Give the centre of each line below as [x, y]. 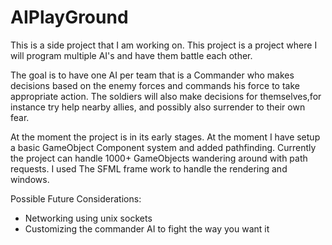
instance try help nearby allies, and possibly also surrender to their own [158, 107]
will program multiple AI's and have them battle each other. [131, 55]
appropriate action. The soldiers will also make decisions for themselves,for [166, 96]
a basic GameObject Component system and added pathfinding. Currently [163, 147]
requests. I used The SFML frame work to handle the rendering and [149, 168]
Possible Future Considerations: [76, 198]
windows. [30, 179]
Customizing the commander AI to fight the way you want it [147, 228]
